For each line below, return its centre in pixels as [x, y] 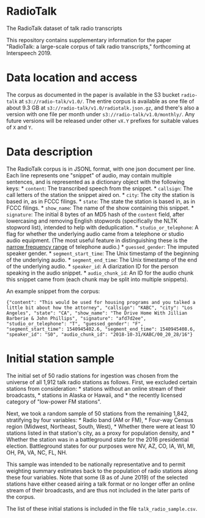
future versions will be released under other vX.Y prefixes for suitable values [102, 120]
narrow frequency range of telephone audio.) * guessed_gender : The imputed [102, 246]
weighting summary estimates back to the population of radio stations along [102, 471]
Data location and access [72, 78]
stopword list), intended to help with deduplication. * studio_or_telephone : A [102, 227]
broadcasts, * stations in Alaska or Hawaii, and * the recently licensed [94, 395]
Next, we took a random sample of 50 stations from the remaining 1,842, [98, 413]
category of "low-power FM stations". [54, 401]
